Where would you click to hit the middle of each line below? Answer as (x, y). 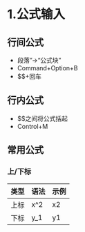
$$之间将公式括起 (42, 118)
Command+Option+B (47, 68)
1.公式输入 (36, 14)
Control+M (32, 126)
